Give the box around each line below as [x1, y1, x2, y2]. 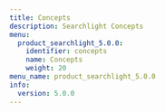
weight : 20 [25, 64, 67, 73]
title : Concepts [9, 13, 71, 23]
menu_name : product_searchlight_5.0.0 [9, 72, 156, 81]
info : [9, 80, 30, 89]
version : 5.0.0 [17, 89, 75, 98]
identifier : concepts [25, 47, 107, 56]
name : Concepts [25, 55, 83, 64]
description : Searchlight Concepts [9, 22, 144, 31]
